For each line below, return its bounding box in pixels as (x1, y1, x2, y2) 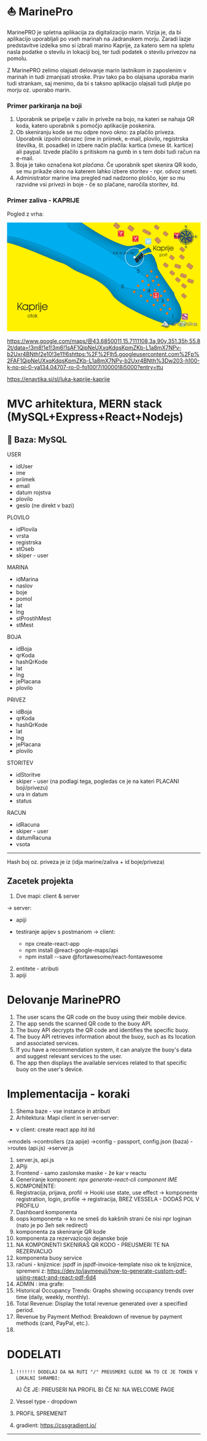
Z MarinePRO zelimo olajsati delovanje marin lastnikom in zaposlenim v (7, 66, 187, 74)
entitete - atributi (15, 965, 59, 972)
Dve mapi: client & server (15, 892, 80, 900)
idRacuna (15, 821, 40, 828)
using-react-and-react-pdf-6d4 (15, 1273, 96, 1281)
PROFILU (15, 1201, 39, 1209)
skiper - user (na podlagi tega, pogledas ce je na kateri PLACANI (15, 777, 179, 785)
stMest (15, 621, 34, 629)
